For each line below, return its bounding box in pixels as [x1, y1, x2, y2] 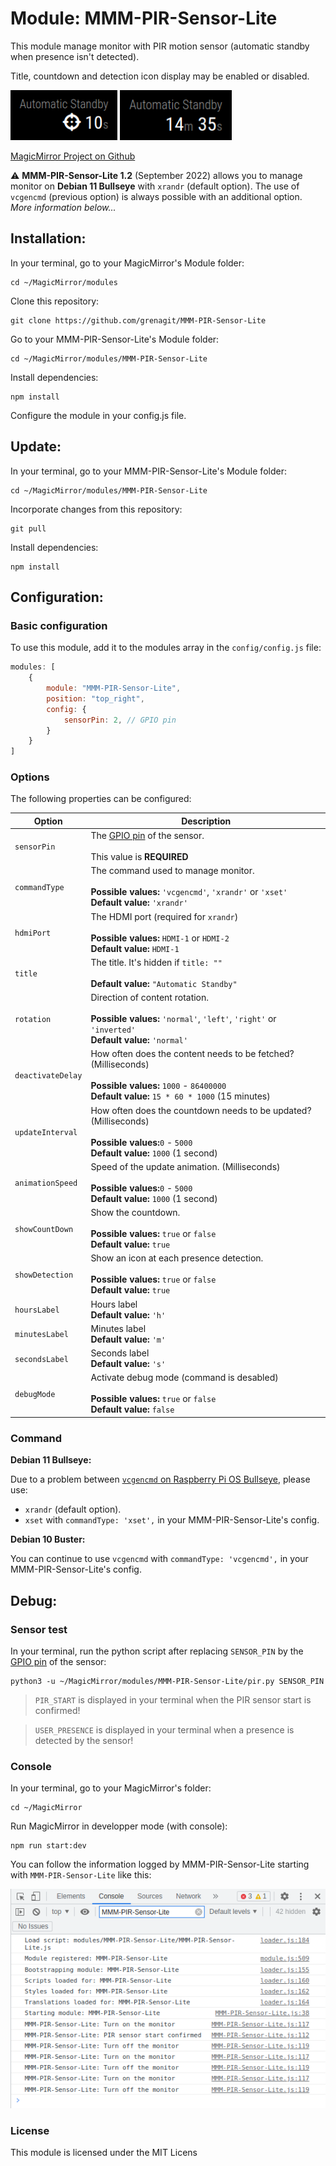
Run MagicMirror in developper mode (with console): [10, 1820, 228, 1832]
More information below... [10, 201, 117, 213]
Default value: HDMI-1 [90, 942, 180, 954]
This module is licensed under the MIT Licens [10, 2147, 198, 2159]
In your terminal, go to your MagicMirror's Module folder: [10, 257, 245, 269]
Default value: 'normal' [90, 1034, 188, 1046]
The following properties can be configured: [10, 793, 192, 805]
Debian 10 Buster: [10, 1533, 86, 1546]
